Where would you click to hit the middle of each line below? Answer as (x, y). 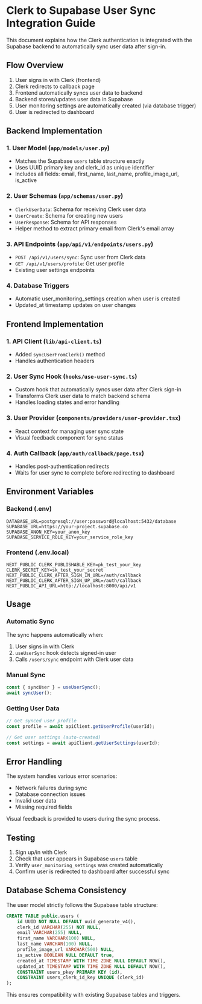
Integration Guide (51, 23)
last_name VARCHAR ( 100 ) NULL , (55, 944)
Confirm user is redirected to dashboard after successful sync (92, 871)
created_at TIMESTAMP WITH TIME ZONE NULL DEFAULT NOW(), (91, 961)
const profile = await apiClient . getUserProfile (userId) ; (80, 726)
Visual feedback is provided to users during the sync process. (83, 819)
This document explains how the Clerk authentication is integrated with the (99, 40)
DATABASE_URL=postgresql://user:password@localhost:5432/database (91, 521)
